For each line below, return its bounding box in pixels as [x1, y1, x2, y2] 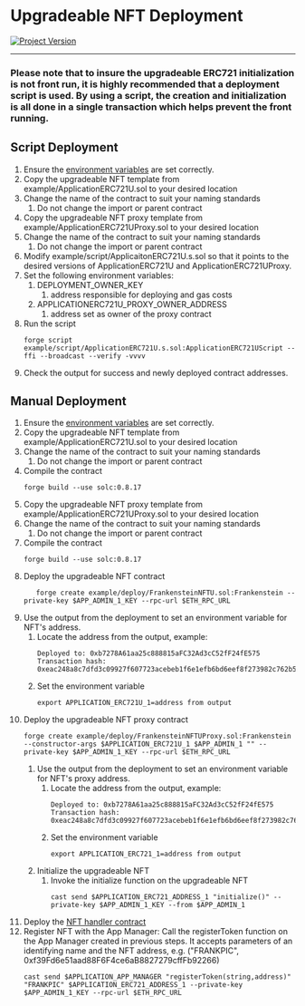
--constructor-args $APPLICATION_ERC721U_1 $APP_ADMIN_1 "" [23, 740, 255, 749]
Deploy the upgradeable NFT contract [23, 571, 166, 582]
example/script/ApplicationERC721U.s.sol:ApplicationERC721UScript [23, 343, 283, 353]
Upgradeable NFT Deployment [10, 5, 243, 26]
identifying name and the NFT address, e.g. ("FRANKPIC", [23, 945, 239, 956]
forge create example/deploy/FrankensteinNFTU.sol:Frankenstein [35, 588, 283, 598]
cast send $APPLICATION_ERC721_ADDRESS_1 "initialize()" [50, 893, 270, 902]
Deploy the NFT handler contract [23, 916, 147, 927]
